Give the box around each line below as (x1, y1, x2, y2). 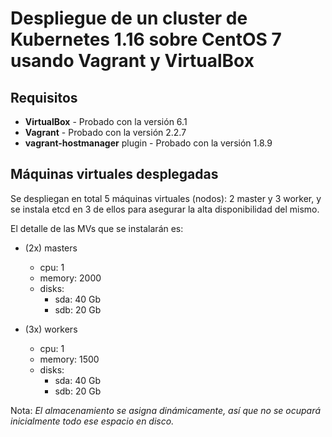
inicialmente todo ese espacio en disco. (10, 415, 175, 427)
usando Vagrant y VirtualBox (10, 50, 255, 72)
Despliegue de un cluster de (10, 7, 248, 30)
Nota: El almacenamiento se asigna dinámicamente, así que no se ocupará (10, 404, 321, 416)
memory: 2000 (39, 272, 102, 284)
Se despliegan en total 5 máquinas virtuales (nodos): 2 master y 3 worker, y (10, 192, 322, 204)
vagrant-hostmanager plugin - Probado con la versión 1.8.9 (24, 137, 273, 149)
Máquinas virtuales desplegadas (10, 166, 219, 183)
